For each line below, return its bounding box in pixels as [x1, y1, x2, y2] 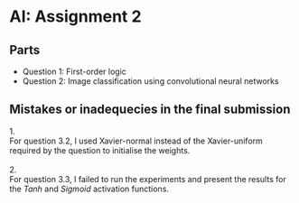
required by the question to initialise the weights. [9, 144, 191, 155]
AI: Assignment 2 [9, 6, 142, 27]
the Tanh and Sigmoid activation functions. [9, 183, 170, 194]
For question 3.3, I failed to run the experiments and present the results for [9, 173, 286, 184]
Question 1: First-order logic [22, 66, 126, 77]
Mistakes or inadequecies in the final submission [9, 102, 291, 117]
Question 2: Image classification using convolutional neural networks [22, 76, 279, 87]
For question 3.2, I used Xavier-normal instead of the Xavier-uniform [9, 135, 264, 146]
